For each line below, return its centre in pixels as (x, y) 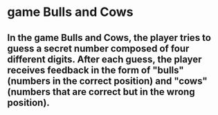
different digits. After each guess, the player (105, 59)
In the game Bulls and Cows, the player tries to (109, 38)
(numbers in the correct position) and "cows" (107, 81)
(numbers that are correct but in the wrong (101, 92)
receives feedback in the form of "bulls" (96, 70)
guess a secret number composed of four (98, 48)
